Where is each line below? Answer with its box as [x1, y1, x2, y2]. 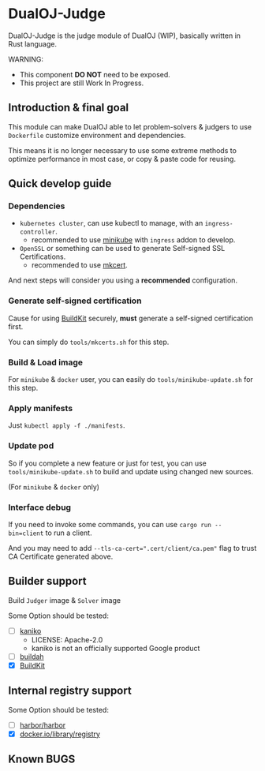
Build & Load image [8, 357, 83, 368]
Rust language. [8, 39, 58, 48]
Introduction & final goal [8, 101, 129, 114]
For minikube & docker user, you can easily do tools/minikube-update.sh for [8, 375, 254, 384]
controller [19, 228, 56, 237]
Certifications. [19, 252, 66, 261]
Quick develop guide [8, 177, 112, 190]
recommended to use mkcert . [31, 260, 128, 270]
